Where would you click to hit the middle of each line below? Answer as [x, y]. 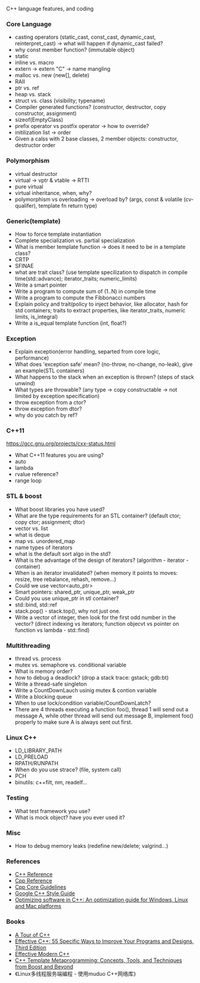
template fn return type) [68, 205]
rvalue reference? [36, 474]
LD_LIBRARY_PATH [38, 751]
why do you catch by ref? [46, 415]
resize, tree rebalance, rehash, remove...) [65, 579]
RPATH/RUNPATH [36, 763]
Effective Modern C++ [42, 954]
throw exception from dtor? [48, 409]
